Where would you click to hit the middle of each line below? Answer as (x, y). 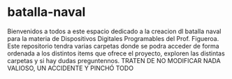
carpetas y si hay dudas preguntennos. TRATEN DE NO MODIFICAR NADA (114, 60)
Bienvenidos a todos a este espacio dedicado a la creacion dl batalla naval (114, 31)
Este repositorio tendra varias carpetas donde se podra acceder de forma (113, 46)
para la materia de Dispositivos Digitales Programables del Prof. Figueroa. (113, 38)
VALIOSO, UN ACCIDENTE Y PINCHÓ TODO (71, 68)
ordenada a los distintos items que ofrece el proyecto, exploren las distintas (116, 53)
